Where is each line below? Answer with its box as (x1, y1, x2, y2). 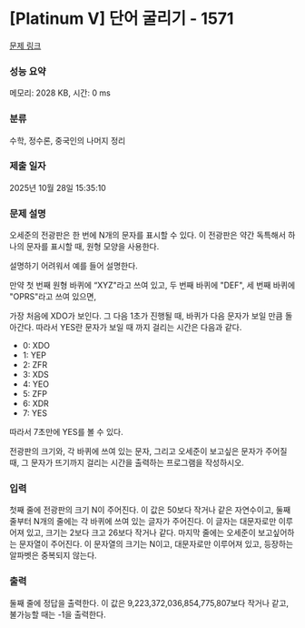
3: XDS (22, 370, 50, 380)
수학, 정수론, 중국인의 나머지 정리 (9, 135, 126, 146)
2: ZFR (22, 360, 48, 370)
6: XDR (22, 398, 50, 410)
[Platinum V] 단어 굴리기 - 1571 (9, 8, 234, 29)
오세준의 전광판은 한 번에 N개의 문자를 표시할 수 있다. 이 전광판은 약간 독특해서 (9, 229, 286, 241)
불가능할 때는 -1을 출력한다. (9, 609, 106, 620)
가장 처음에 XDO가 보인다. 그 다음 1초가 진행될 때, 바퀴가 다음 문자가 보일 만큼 (9, 310, 283, 321)
